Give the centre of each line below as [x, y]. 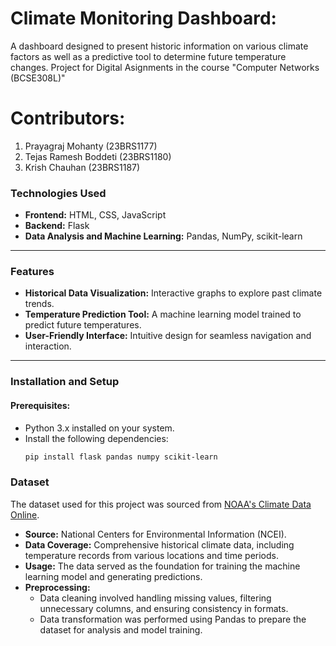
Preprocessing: [57, 587]
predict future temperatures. [83, 325]
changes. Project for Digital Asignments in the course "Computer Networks [165, 67]
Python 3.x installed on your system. [99, 428]
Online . [25, 514]
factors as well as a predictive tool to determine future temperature [148, 56]
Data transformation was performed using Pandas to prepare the [173, 619]
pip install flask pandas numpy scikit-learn [121, 457]
